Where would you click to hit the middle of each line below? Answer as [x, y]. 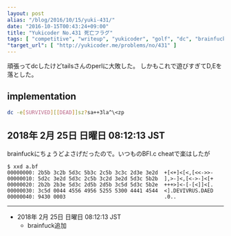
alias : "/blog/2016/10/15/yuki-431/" [61, 20]
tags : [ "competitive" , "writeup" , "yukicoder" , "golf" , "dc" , [100, 39]
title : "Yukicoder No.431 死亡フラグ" [60, 33]
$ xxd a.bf [23, 167]
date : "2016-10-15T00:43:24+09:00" [58, 26]
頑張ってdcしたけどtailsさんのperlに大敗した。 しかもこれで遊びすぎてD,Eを [114, 66]
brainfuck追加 [47, 225]
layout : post [26, 13]
